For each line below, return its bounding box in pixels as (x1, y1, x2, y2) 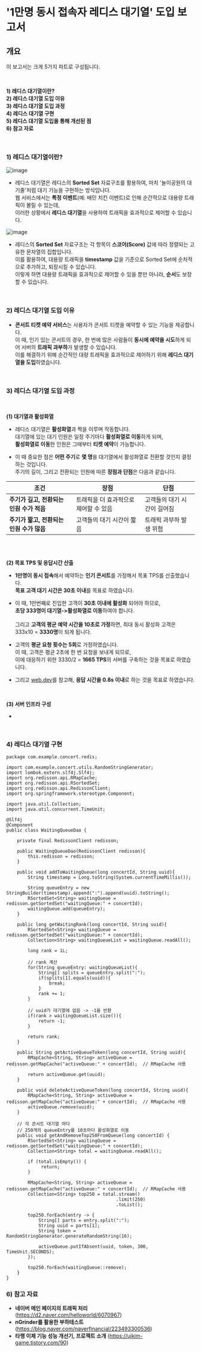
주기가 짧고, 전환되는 (9, 515, 64, 524)
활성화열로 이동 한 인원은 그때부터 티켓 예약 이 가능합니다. (14, 440, 146, 448)
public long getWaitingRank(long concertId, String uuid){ (17, 922, 167, 928)
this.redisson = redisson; (28, 853, 95, 859)
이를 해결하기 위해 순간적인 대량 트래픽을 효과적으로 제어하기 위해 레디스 (14, 351, 183, 358)
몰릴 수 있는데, (26, 202, 60, 209)
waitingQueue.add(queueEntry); (28, 906, 106, 912)
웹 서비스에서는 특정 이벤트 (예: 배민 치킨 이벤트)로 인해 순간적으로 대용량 (14, 194, 184, 201)
